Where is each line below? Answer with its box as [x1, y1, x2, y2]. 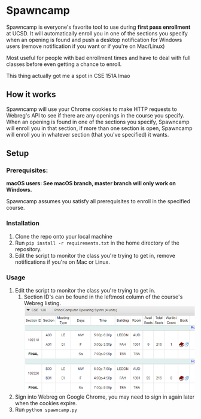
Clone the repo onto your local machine [14, 233, 112, 240]
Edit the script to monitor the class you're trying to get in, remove [14, 252, 175, 259]
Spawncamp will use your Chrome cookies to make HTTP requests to [6, 105, 178, 113]
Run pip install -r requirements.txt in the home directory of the [14, 239, 179, 246]
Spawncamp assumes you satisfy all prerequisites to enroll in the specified [6, 198, 190, 205]
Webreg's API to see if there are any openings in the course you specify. [6, 111, 185, 119]
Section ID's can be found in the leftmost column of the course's [23, 293, 183, 300]
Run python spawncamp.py [14, 406, 78, 413]
